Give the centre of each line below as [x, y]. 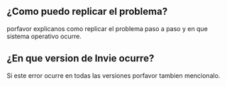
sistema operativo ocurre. [44, 36]
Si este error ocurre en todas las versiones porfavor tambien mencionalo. [113, 75]
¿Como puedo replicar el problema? [87, 12]
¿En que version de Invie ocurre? [81, 58]
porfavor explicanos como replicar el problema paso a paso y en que [107, 28]
